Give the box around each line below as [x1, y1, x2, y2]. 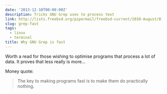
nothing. [17, 83, 35, 89]
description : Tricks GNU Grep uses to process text [5, 12, 114, 17]
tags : [5, 26, 16, 31]
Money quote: [5, 68, 34, 74]
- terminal [9, 35, 32, 40]
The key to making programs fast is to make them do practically [17, 78, 148, 84]
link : [5, 16, 16, 21]
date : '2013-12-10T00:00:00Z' [5, 7, 68, 12]
